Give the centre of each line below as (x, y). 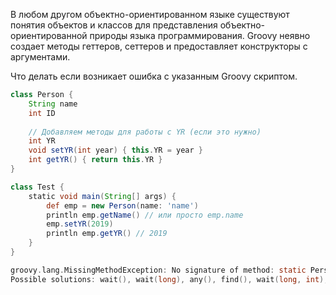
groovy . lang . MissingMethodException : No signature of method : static (158, 270)
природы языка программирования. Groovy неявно (200, 35)
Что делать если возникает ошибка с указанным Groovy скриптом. (154, 76)
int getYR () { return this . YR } (95, 160)
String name (53, 104)
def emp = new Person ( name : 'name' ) (122, 205)
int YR (42, 141)
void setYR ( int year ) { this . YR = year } (115, 150)
